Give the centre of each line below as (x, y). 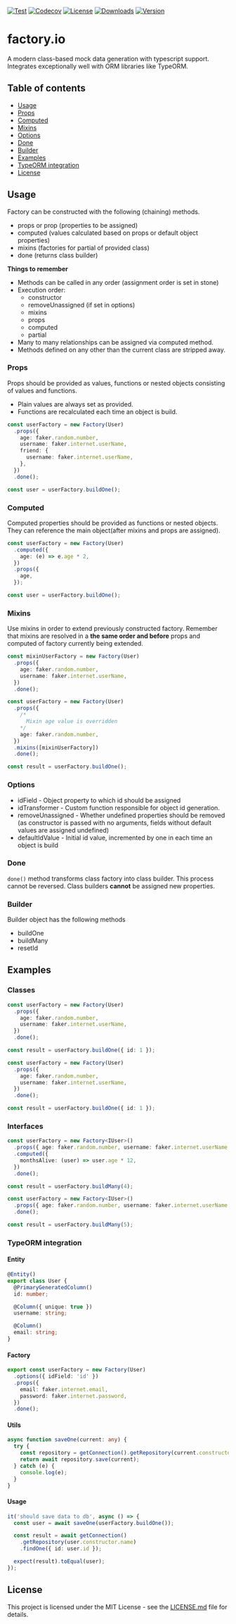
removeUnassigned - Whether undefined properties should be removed (121, 815)
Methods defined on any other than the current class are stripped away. (122, 350)
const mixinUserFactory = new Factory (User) (73, 657)
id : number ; (31, 1294)
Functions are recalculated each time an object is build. (97, 411)
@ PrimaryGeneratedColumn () (53, 1287)
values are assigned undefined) (63, 830)
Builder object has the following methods (66, 920)
